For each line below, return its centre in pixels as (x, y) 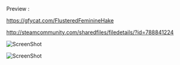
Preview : (18, 9)
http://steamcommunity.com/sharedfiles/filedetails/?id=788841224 (90, 32)
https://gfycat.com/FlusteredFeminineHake (60, 20)
